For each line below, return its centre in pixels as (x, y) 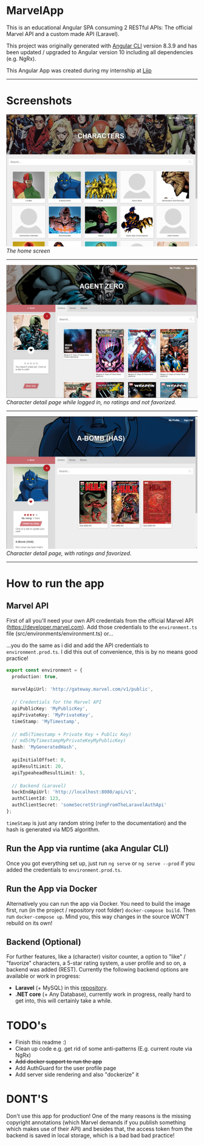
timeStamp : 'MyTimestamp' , (46, 721)
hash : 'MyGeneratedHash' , (45, 747)
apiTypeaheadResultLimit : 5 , (49, 773)
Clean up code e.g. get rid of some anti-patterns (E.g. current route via (104, 1049)
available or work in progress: (43, 976)
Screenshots (39, 101)
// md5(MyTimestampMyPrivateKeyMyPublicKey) (69, 741)
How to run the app (55, 583)
